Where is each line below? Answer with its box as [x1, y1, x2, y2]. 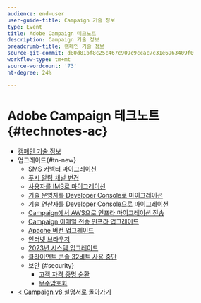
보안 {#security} [28, 262, 75, 270]
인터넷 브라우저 [28, 235, 71, 243]
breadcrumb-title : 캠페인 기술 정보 [7, 43, 104, 50]
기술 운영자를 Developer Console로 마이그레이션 [28, 191, 164, 200]
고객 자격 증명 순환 [38, 270, 90, 278]
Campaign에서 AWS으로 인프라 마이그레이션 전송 [28, 209, 164, 217]
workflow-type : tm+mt [7, 56, 71, 63]
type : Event [7, 23, 42, 30]
